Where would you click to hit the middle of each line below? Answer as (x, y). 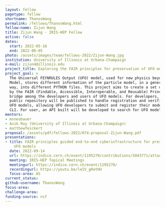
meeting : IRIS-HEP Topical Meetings (47, 160)
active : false (20, 37)
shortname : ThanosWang (28, 19)
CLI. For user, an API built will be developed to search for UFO (79, 110)
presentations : (21, 137)
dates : (12, 42)
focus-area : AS (25, 174)
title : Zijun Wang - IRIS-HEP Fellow (44, 32)
